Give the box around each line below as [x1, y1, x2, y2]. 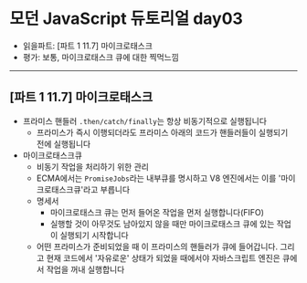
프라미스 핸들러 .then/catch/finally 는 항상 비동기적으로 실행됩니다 [22, 115, 268, 126]
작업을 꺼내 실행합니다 [46, 264, 125, 275]
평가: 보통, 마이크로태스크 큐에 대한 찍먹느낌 [22, 51, 180, 62]
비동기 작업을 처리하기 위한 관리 [36, 161, 149, 172]
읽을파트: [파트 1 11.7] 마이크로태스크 [22, 40, 153, 51]
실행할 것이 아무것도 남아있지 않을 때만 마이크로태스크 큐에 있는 [49, 218, 275, 229]
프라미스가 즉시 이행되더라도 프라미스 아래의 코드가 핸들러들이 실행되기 [36, 127, 289, 138]
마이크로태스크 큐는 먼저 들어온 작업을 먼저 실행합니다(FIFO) [49, 206, 265, 217]
